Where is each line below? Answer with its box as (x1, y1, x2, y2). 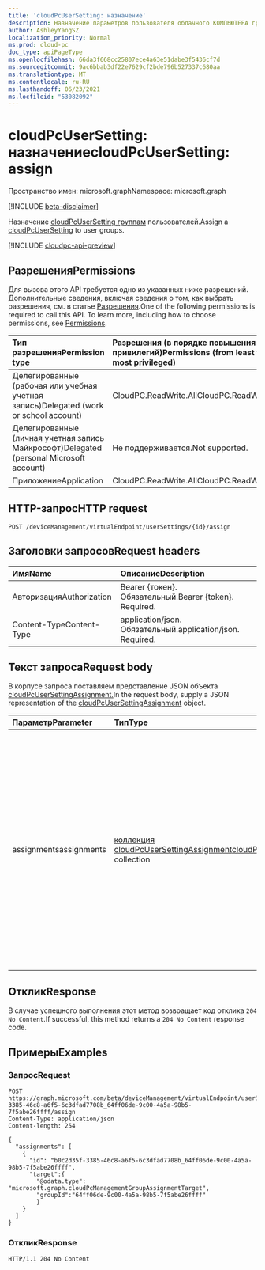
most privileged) (112, 357, 176, 368)
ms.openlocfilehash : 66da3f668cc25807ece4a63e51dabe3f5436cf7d (8, 56, 221, 64)
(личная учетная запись (12, 433, 105, 443)
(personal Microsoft (12, 453, 85, 463)
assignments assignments (12, 844, 106, 855)
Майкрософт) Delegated (12, 442, 103, 453)
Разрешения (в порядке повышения (112, 337, 256, 348)
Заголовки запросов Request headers (8, 544, 200, 558)
